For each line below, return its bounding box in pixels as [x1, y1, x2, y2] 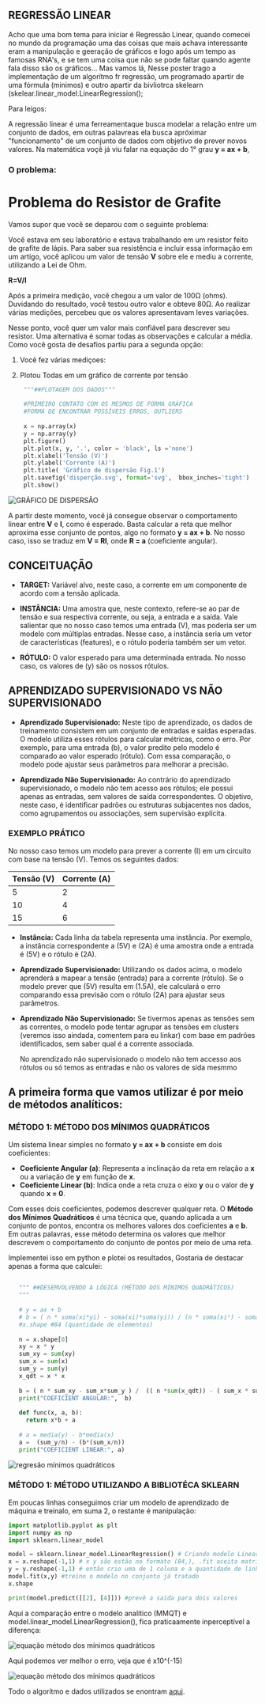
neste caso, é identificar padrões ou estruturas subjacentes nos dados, [19, 800, 252, 809]
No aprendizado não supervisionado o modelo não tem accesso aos [19, 1054, 242, 1063]
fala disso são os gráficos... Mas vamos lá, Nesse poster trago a [8, 63, 217, 73]
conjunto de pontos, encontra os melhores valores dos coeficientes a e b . [8, 1221, 248, 1230]
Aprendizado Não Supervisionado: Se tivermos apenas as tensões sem [19, 1013, 255, 1023]
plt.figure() [23, 437, 66, 445]
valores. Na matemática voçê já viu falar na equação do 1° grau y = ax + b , [8, 144, 250, 153]
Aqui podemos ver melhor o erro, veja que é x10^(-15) [8, 1656, 183, 1665]
